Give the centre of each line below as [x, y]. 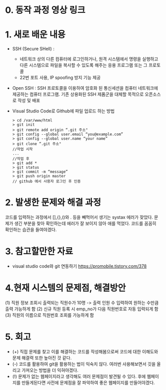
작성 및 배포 [29, 101]
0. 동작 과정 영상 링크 [45, 10]
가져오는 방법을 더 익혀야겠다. [50, 370]
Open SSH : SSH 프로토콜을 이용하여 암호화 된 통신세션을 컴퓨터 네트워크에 [85, 88]
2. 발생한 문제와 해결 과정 [53, 202]
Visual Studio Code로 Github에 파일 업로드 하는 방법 [63, 111]
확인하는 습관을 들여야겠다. [31, 230]
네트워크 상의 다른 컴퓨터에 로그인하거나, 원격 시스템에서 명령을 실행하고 [89, 59]
